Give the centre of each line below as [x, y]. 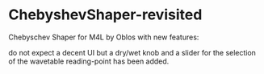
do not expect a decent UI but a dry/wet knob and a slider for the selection [132, 52]
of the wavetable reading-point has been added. [89, 61]
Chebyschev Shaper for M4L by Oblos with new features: [104, 37]
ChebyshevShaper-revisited [105, 15]
